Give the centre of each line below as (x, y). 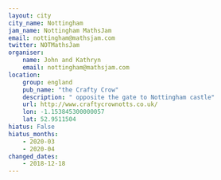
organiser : (26, 53)
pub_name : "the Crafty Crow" (71, 90)
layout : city (30, 16)
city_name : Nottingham (46, 23)
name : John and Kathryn (62, 61)
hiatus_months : (33, 134)
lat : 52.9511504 (50, 119)
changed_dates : (33, 156)
